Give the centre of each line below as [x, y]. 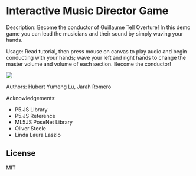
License [21, 153]
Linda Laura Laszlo [37, 135]
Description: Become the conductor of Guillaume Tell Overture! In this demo [98, 27]
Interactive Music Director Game [87, 11]
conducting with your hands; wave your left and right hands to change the [96, 57]
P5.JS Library [31, 109]
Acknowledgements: [31, 98]
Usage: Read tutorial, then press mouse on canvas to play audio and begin [97, 51]
